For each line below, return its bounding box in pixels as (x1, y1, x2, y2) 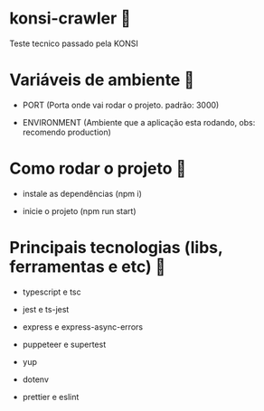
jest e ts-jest (22, 304, 70, 314)
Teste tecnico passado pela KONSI (9, 38, 138, 49)
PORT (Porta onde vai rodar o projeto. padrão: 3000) (22, 99, 220, 110)
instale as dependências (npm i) (22, 188, 143, 199)
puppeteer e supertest (22, 339, 107, 350)
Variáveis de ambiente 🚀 (9, 70, 195, 90)
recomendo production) (22, 126, 111, 137)
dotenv (22, 374, 50, 385)
